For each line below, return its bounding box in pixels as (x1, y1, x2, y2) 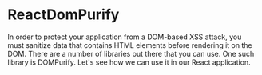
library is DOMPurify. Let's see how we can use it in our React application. (7, 57, 251, 67)
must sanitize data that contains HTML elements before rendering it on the (7, 40, 252, 49)
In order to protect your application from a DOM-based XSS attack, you (7, 32, 242, 41)
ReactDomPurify (7, 6, 120, 24)
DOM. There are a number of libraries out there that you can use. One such (7, 49, 255, 58)
